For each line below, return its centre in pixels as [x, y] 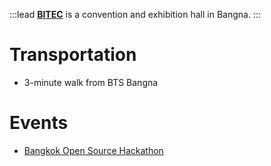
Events [39, 123]
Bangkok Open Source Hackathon [93, 150]
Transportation [73, 55]
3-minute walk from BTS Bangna [91, 82]
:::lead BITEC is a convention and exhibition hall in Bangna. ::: [135, 14]
